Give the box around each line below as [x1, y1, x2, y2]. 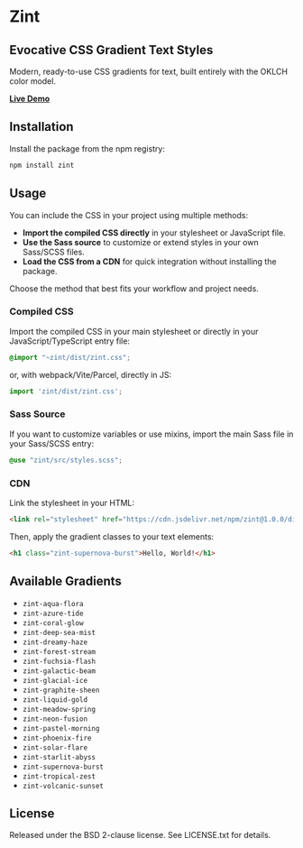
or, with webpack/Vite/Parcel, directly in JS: [9, 369, 172, 380]
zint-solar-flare [22, 742, 88, 752]
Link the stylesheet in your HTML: [9, 498, 135, 509]
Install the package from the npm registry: [9, 143, 165, 154]
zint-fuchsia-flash [22, 657, 96, 666]
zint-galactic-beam [22, 666, 96, 676]
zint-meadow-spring [22, 705, 96, 714]
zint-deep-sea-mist [22, 628, 96, 637]
